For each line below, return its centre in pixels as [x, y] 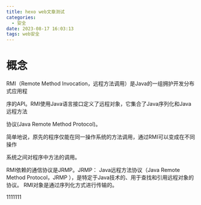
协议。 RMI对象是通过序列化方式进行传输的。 [62, 185]
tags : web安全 [23, 34]
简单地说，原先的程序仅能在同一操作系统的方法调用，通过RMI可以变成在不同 [101, 137]
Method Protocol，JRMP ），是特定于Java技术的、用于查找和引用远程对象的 [100, 177]
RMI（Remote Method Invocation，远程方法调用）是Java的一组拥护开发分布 [100, 84]
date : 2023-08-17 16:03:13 [40, 29]
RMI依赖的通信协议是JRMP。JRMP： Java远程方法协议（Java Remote [93, 170]
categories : [21, 17]
